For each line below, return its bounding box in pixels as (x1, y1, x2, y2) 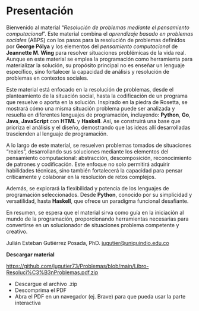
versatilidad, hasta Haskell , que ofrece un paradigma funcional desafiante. (6, 197, 189, 205)
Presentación (6, 4, 74, 18)
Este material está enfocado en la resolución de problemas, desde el (6, 86, 174, 93)
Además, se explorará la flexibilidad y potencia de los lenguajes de (6, 184, 169, 191)
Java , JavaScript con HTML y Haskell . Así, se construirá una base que (6, 117, 181, 124)
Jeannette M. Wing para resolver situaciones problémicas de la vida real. (6, 49, 186, 56)
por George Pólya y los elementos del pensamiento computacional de (6, 43, 178, 50)
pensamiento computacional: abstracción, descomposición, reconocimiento (6, 154, 192, 161)
